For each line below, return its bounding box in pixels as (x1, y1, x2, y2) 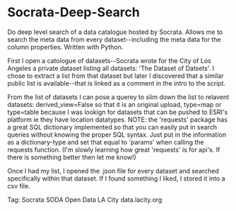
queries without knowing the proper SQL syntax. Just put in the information (7, 130, 227, 139)
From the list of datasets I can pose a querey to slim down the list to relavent (7, 93, 230, 101)
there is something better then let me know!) (7, 153, 136, 161)
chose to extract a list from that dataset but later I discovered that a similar (7, 72, 224, 80)
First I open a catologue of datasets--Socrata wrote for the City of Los (7, 56, 212, 64)
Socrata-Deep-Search (7, 4, 140, 21)
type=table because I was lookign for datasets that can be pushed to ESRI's (7, 108, 228, 116)
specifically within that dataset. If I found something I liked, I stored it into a (7, 174, 225, 183)
